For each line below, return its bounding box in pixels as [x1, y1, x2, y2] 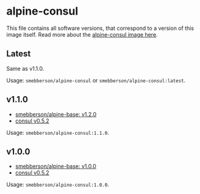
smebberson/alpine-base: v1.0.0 [15, 163, 96, 170]
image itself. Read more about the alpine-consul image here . [6, 31, 158, 38]
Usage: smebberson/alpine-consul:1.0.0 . [6, 181, 110, 189]
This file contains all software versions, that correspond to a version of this [6, 24, 194, 32]
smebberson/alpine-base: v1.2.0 [15, 110, 97, 118]
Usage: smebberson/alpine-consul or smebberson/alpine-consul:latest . [6, 76, 186, 84]
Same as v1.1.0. [6, 65, 45, 72]
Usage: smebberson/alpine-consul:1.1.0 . [6, 129, 110, 136]
